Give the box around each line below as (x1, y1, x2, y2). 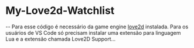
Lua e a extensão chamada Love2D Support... (5, 35, 116, 42)
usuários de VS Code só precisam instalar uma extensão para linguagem (5, 29, 181, 36)
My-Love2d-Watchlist (5, 4, 115, 17)
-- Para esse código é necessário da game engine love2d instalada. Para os (5, 23, 189, 30)
